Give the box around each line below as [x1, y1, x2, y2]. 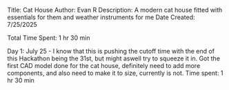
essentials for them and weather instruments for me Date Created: [7, 13, 195, 21]
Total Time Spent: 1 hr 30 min [7, 34, 90, 42]
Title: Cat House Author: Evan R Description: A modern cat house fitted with [7, 6, 223, 14]
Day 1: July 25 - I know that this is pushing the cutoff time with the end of [7, 47, 215, 55]
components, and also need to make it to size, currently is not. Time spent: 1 [7, 69, 223, 77]
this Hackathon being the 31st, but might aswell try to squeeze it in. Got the [7, 54, 221, 63]
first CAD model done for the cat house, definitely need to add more [7, 62, 201, 69]
